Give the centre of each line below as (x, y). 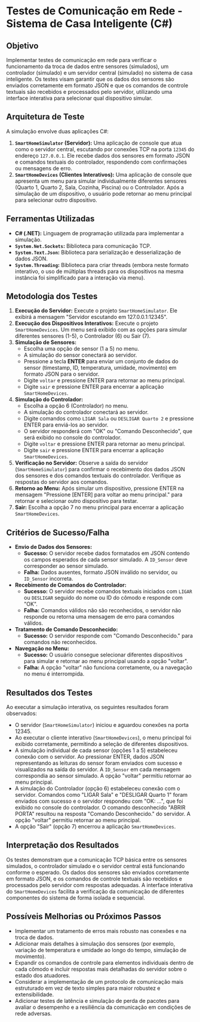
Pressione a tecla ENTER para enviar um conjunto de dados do (101, 361)
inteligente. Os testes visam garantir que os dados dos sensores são (90, 79)
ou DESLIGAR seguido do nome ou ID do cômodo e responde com (103, 598)
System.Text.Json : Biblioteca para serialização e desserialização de (98, 252)
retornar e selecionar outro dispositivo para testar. (76, 501)
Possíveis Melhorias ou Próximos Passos (84, 917)
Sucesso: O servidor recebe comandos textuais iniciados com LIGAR (108, 591)
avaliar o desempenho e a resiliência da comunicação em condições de (103, 1007)
